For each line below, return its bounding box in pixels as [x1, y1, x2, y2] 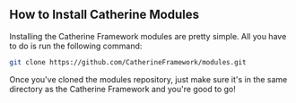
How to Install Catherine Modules [9, 7, 200, 22]
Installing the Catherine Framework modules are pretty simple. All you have [9, 30, 287, 41]
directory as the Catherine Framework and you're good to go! [9, 83, 236, 94]
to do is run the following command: [9, 40, 143, 51]
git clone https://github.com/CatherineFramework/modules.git [9, 57, 247, 66]
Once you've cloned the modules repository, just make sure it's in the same [9, 73, 288, 84]
